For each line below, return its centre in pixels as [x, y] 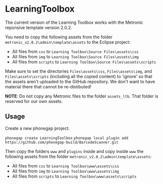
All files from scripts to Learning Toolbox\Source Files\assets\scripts [84, 62]
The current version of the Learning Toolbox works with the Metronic [74, 22]
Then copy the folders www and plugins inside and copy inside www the [74, 151]
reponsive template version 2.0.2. [38, 27]
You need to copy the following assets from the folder [59, 37]
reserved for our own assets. [34, 101]
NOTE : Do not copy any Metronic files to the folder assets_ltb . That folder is [82, 96]
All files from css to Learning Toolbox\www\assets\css [65, 166]
